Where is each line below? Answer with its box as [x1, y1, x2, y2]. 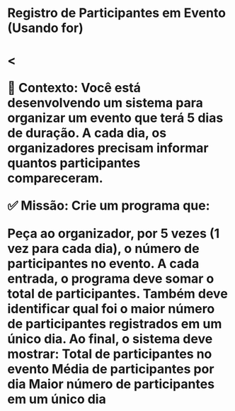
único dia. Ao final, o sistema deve [7, 331, 213, 347]
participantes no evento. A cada [7, 256, 200, 272]
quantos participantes [7, 155, 141, 171]
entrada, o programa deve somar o [7, 271, 214, 287]
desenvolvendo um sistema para [7, 95, 203, 111]
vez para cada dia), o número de [7, 241, 200, 257]
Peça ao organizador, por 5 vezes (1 [7, 225, 220, 242]
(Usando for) [7, 20, 84, 36]
